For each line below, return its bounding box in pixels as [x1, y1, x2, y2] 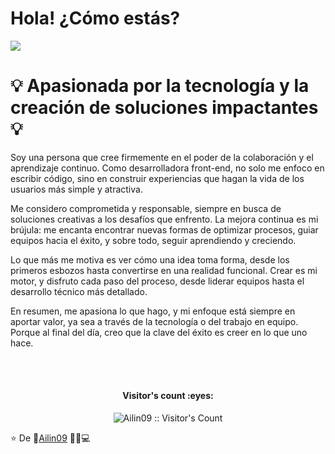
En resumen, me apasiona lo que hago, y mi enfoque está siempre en [10, 305, 296, 317]
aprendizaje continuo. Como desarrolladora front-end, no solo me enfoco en [10, 162, 325, 174]
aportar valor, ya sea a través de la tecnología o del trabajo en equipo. [10, 315, 299, 327]
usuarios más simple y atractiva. [10, 183, 143, 195]
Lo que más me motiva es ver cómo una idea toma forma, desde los [10, 253, 290, 266]
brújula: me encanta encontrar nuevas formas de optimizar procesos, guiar [10, 223, 319, 236]
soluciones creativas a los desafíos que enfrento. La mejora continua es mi [10, 213, 319, 225]
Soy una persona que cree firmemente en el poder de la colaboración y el [10, 151, 314, 163]
